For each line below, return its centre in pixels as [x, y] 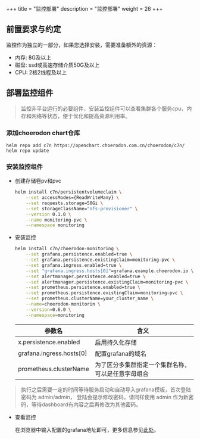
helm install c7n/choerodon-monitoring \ [67, 249]
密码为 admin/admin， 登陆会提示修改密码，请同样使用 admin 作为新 [104, 397]
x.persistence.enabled [49, 342]
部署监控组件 [30, 93]
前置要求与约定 [34, 29]
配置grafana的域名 [121, 353]
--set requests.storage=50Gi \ [65, 203]
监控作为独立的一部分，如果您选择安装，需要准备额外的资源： [82, 45]
